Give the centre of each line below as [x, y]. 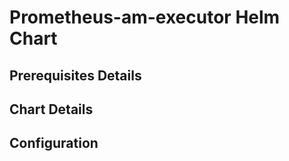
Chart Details [51, 109]
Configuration [54, 143]
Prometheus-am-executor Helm [145, 17]
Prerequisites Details [75, 75]
